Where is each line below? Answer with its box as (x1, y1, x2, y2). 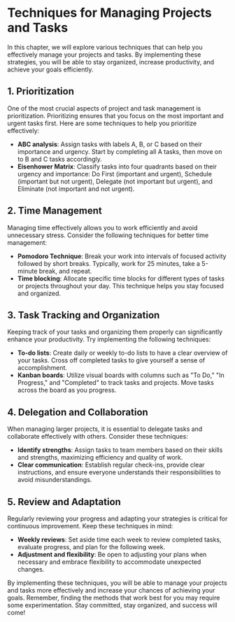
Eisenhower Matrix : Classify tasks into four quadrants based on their (17, 162, 218, 171)
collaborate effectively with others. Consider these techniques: (7, 432, 189, 441)
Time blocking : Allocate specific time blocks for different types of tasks (17, 274, 225, 283)
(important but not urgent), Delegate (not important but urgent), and (17, 177, 213, 185)
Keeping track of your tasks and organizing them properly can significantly (7, 327, 222, 337)
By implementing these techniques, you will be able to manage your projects (7, 579, 227, 587)
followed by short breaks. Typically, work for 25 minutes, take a (17, 259, 201, 267)
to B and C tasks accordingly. (17, 155, 103, 163)
